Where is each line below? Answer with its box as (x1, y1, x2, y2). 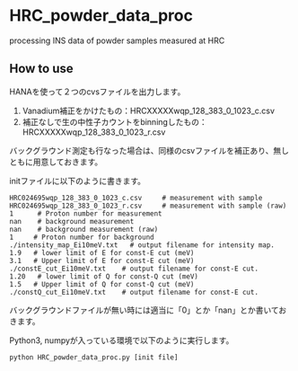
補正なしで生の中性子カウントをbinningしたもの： (22, 116, 208, 127)
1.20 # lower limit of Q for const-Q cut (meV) (9, 271, 199, 281)
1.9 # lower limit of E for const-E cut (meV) (9, 248, 195, 257)
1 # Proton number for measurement (9, 208, 163, 218)
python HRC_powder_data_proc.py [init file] (9, 352, 179, 362)
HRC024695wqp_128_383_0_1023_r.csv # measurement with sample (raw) (9, 201, 287, 210)
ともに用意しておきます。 (9, 156, 103, 167)
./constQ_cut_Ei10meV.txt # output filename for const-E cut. (9, 287, 259, 296)
